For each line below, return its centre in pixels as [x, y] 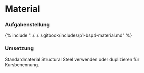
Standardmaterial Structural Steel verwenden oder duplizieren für [72, 59]
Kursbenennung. [22, 65]
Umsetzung [19, 48]
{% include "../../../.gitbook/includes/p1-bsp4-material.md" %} [69, 35]
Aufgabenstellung [27, 25]
